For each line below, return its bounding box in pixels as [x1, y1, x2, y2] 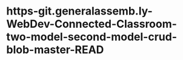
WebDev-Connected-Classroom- [6, 17, 178, 31]
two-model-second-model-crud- [6, 30, 178, 44]
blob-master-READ [6, 43, 104, 57]
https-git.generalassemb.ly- [6, 4, 153, 18]
